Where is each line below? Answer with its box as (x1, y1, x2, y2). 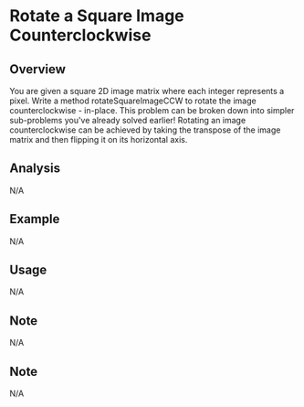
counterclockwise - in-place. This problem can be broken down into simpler (9, 105, 295, 115)
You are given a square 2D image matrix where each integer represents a (9, 86, 285, 96)
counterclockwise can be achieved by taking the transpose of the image (9, 124, 281, 135)
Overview (9, 61, 67, 77)
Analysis (9, 161, 61, 177)
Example (9, 211, 60, 227)
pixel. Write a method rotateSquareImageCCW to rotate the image (9, 95, 257, 106)
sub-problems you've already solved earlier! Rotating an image (9, 115, 246, 125)
